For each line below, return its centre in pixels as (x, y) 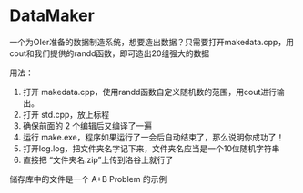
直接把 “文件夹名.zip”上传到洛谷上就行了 (98, 159)
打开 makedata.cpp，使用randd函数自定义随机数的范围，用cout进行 (150, 92)
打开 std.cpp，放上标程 (66, 114)
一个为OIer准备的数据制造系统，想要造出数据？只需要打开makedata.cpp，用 (151, 42)
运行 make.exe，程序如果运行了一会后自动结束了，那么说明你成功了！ (153, 137)
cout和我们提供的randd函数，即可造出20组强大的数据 (110, 53)
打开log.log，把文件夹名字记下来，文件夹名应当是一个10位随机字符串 (151, 148)
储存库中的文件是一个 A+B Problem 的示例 (88, 179)
